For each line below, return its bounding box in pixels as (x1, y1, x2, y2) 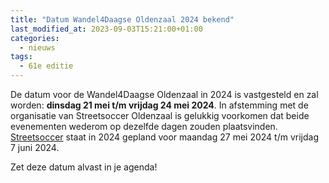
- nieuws (19, 42, 56, 53)
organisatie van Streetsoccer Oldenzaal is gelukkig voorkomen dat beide (10, 110, 310, 121)
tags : (10, 52, 33, 62)
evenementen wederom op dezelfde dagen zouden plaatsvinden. (10, 121, 278, 132)
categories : (10, 33, 60, 43)
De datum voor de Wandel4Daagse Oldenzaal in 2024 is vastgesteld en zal (10, 89, 319, 100)
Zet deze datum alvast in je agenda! (10, 161, 158, 173)
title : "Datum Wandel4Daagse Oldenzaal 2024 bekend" (10, 14, 235, 25)
